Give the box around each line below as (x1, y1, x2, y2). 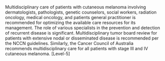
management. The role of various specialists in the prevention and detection (5, 25, 161, 31)
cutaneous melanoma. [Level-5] (5, 51, 70, 57)
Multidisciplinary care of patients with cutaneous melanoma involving (5, 4, 146, 10)
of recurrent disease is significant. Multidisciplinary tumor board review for (5, 30, 157, 36)
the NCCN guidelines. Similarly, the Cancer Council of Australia (5, 41, 134, 46)
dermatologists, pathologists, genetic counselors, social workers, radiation (5, 9, 157, 15)
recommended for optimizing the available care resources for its (5, 20, 136, 25)
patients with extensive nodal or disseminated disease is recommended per (5, 35, 159, 41)
